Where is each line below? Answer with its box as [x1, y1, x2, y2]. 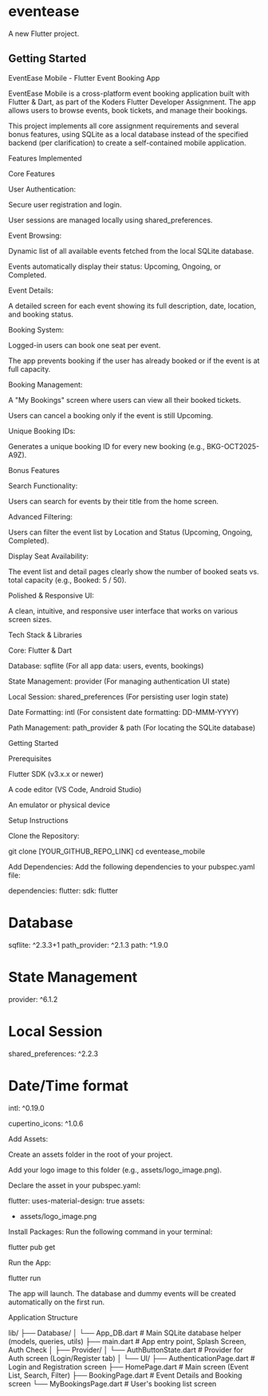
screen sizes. [8, 614, 52, 624]
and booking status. [8, 310, 74, 319]
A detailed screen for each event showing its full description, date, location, [8, 301, 257, 310]
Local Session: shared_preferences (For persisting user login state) [8, 692, 229, 701]
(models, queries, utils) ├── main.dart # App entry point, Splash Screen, [8, 1336, 246, 1346]
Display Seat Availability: [8, 551, 89, 561]
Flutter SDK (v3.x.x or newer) [8, 769, 104, 779]
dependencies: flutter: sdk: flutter [8, 885, 118, 895]
